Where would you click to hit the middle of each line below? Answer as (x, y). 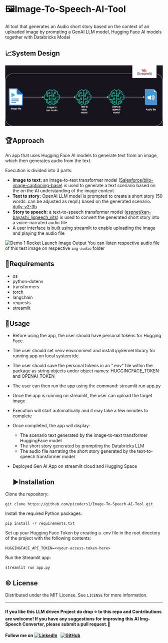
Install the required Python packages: (44, 513)
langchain (22, 297)
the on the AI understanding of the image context (63, 191)
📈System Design (32, 53)
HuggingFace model (41, 441)
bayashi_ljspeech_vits (35, 217)
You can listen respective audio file (123, 243)
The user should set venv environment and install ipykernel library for (84, 351)
